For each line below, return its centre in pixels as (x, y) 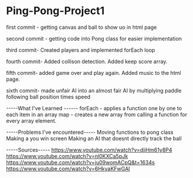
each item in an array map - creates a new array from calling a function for (97, 114)
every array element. (32, 121)
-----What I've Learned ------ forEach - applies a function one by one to (94, 108)
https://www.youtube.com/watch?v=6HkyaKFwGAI (68, 169)
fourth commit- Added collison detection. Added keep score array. (87, 61)
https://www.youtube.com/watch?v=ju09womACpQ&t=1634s (81, 162)
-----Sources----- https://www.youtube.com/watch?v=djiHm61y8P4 (89, 150)
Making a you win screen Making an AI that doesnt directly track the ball (94, 138)
